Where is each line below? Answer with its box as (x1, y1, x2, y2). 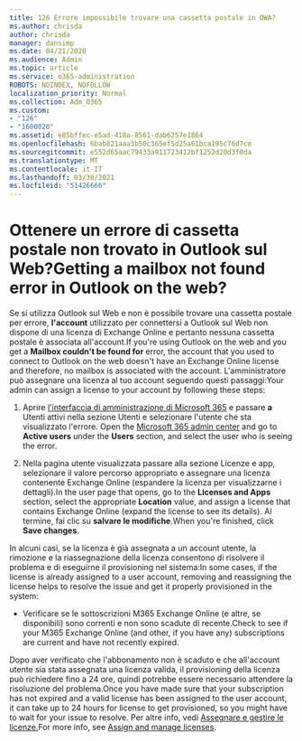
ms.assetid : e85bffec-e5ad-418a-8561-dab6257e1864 (9, 131, 204, 140)
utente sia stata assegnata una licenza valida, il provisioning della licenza (9, 664, 280, 675)
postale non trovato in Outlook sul (9, 239, 268, 260)
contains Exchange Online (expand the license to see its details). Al (22, 506, 272, 517)
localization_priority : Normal (9, 89, 127, 98)
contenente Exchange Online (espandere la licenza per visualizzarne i (22, 477, 282, 488)
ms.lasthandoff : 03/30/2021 (9, 173, 115, 182)
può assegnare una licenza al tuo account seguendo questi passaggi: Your (9, 375, 284, 386)
